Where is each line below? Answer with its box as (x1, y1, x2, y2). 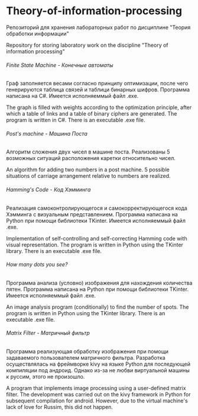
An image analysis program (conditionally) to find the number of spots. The (6, 303, 189, 311)
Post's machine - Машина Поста (6, 130, 87, 137)
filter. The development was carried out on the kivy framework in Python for (6, 391, 191, 398)
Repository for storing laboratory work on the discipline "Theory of (6, 41, 168, 49)
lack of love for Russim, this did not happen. (6, 403, 113, 410)
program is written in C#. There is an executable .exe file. (6, 117, 146, 124)
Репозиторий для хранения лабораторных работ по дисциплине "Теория (6, 24, 191, 31)
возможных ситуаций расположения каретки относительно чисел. (6, 155, 176, 162)
